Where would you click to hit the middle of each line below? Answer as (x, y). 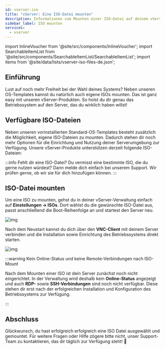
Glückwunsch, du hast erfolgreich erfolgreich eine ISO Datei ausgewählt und (82, 331)
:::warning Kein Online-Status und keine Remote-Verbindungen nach (74, 259)
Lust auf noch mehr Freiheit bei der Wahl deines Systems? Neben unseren (80, 89)
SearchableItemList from (30, 51)
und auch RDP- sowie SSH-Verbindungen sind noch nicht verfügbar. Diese (82, 284)
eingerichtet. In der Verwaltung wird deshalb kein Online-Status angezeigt (81, 279)
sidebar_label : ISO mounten (34, 23)
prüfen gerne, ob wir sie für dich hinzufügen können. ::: (61, 173)
